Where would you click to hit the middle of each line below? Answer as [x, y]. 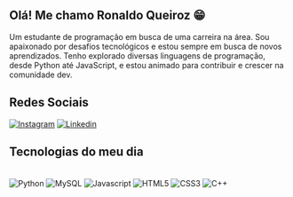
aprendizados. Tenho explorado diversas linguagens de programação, [138, 55]
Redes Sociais [49, 102]
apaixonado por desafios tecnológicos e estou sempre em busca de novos [146, 46]
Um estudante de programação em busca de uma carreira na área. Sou [139, 36]
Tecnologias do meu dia [76, 152]
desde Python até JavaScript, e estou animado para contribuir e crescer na [146, 65]
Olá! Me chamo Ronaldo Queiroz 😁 [107, 16]
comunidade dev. [41, 75]
